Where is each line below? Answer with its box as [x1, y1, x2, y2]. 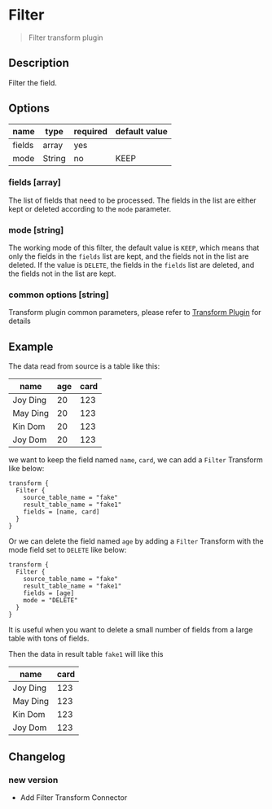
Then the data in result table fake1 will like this [8, 649, 164, 659]
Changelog [8, 750, 66, 763]
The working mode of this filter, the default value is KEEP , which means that [8, 243, 260, 253]
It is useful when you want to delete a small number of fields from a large [8, 625, 253, 635]
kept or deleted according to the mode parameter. [8, 203, 172, 213]
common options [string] [8, 289, 109, 300]
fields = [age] [23, 589, 75, 597]
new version [8, 774, 59, 785]
